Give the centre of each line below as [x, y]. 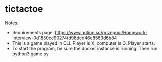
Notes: [12, 23]
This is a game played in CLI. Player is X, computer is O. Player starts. [84, 43]
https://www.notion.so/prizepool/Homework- [101, 32]
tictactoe [24, 9]
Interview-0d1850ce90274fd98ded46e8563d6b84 [65, 38]
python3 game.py [30, 54]
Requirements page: [33, 32]
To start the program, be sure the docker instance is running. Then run [85, 48]
